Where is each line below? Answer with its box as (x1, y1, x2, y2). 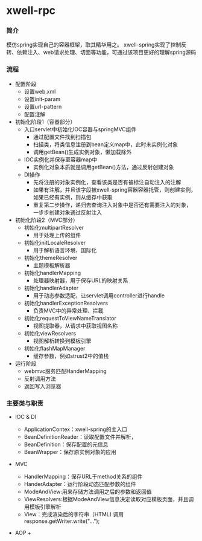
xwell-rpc (6, 4, 56, 18)
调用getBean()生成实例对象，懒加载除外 (33, 148, 132, 155)
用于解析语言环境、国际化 (33, 246, 97, 254)
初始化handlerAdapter (24, 284, 79, 291)
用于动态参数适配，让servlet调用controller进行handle (33, 291, 165, 299)
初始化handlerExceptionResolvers (24, 299, 109, 306)
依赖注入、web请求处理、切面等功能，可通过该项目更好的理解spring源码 (16, 49, 197, 56)
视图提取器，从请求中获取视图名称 (33, 322, 118, 329)
